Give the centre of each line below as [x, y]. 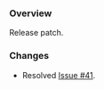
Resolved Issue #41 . [59, 75]
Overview [31, 13]
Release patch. [36, 33]
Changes [29, 56]
